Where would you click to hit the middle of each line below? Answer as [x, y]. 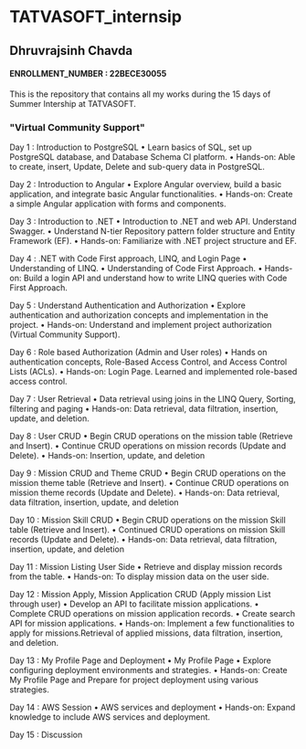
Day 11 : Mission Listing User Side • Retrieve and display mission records [146, 567]
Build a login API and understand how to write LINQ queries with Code [155, 278]
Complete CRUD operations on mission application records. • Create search [153, 614]
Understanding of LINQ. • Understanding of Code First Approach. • [136, 269]
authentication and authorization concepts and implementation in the [139, 315]
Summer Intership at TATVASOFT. [73, 103]
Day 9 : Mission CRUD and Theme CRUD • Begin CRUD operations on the [148, 473]
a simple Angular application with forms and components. [118, 204]
